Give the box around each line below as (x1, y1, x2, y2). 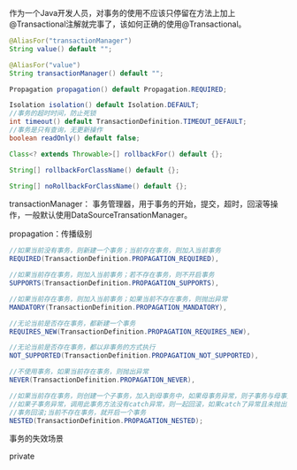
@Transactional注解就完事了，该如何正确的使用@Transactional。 (9, 19, 247, 29)
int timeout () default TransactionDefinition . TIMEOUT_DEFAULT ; (9, 118, 247, 127)
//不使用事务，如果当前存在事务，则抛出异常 (9, 367, 149, 376)
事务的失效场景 (9, 433, 64, 444)
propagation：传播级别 (9, 228, 93, 239)
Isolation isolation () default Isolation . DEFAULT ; (9, 101, 200, 110)
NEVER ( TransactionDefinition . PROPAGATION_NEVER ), (9, 375, 196, 384)
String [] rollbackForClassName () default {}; (9, 166, 179, 174)
